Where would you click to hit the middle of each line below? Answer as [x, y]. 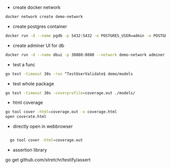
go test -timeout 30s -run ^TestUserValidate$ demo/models [69, 74]
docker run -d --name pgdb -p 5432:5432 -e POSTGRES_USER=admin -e [78, 36]
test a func [24, 64]
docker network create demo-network [44, 17]
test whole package [33, 83]
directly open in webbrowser [42, 126]
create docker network [37, 7]
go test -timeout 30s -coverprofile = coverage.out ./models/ [70, 93]
